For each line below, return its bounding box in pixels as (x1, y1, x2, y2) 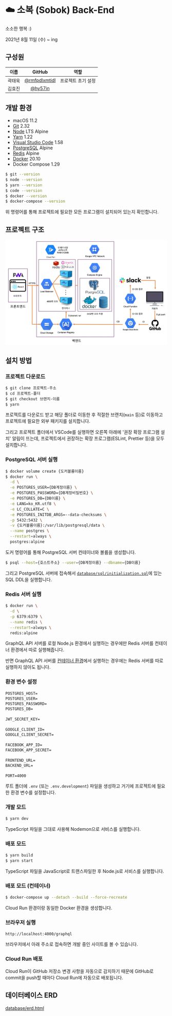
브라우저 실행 (5, 919, 36, 926)
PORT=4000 (5, 773, 27, 778)
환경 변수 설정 (5, 678, 37, 685)
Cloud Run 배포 (5, 955, 43, 962)
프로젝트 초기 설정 (60, 77, 96, 83)
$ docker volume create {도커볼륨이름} (5, 469, 84, 474)
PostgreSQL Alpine (12, 145, 53, 151)
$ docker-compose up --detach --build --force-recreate (5, 895, 127, 900)
